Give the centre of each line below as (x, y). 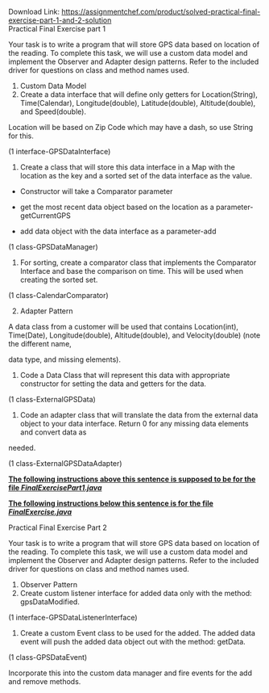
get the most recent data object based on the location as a (117, 207)
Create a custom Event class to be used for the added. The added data (138, 633)
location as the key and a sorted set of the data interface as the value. (136, 176)
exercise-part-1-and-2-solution (60, 20)
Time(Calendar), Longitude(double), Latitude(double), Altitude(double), (138, 103)
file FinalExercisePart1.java (55, 487)
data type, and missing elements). (64, 359)
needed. (22, 448)
